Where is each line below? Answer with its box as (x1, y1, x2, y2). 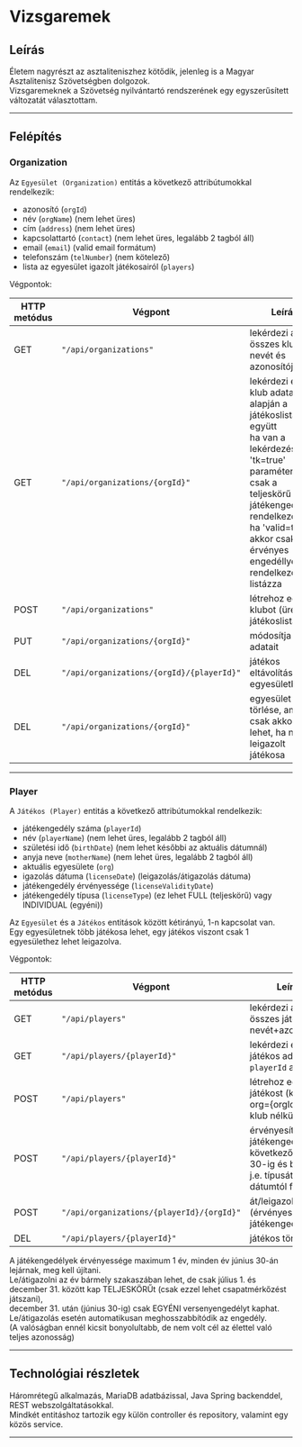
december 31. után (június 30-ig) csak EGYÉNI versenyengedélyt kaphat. (9, 1303, 280, 1314)
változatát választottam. (9, 95, 98, 105)
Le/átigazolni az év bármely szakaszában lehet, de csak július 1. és (9, 1274, 256, 1285)
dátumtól (249, 1180, 288, 1192)
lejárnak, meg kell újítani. (9, 1264, 102, 1275)
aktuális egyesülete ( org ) (22, 861, 115, 872)
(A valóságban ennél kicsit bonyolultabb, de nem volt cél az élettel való (9, 1322, 272, 1333)
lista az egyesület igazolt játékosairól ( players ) (22, 261, 195, 272)
